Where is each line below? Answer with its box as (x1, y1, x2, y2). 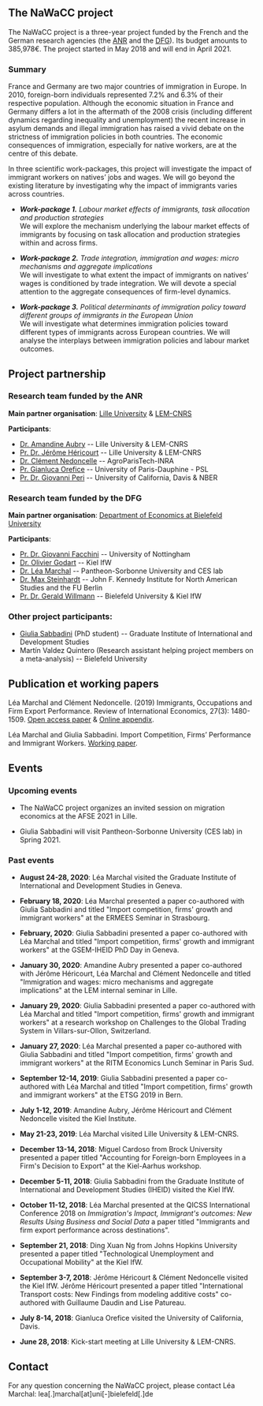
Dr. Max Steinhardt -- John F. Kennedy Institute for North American (19, 575, 238, 584)
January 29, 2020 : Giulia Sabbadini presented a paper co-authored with (19, 1001, 256, 1010)
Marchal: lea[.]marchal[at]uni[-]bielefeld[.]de (8, 1389, 154, 1398)
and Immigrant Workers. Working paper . (8, 738, 138, 748)
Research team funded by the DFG (8, 493, 143, 504)
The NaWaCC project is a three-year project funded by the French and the (8, 27, 249, 36)
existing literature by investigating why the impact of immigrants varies (8, 181, 238, 190)
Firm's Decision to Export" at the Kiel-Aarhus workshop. (19, 1161, 202, 1171)
